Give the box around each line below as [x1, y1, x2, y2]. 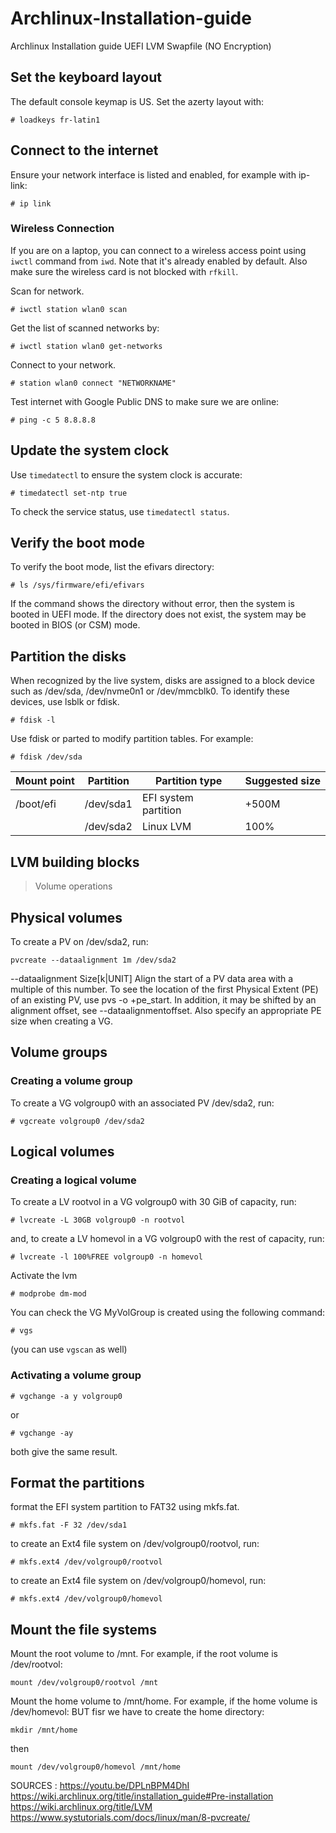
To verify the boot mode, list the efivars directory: [10, 561, 215, 573]
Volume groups [10, 1044, 108, 1061]
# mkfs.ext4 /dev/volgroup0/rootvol [10, 1557, 163, 1567]
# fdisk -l [10, 715, 56, 726]
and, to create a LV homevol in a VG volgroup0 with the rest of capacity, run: [10, 1233, 325, 1245]
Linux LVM [141, 820, 192, 834]
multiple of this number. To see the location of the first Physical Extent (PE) [10, 983, 319, 995]
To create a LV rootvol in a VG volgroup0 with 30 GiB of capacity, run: [10, 1196, 297, 1208]
